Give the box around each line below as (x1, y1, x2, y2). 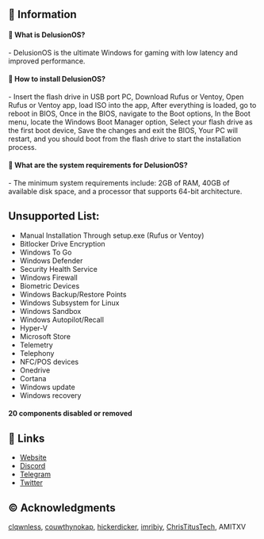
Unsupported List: (8, 209, 100, 223)
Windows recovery (19, 390, 82, 400)
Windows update (19, 382, 75, 392)
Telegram (19, 469, 52, 480)
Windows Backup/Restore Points (19, 289, 127, 299)
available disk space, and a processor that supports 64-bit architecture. (8, 187, 243, 196)
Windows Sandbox (19, 306, 82, 315)
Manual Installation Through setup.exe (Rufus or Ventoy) (19, 231, 205, 240)
